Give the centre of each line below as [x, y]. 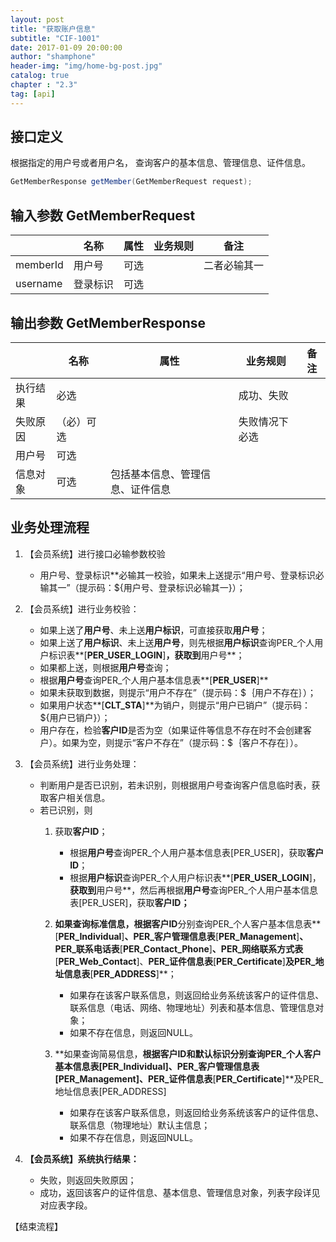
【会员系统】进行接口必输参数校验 [95, 553]
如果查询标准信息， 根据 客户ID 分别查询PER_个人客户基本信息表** [188, 923]
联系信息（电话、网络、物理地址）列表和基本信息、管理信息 [192, 1007]
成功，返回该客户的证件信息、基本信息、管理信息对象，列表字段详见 [180, 1192]
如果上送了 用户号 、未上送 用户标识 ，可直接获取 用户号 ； [153, 630]
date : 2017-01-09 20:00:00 [66, 47]
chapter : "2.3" [44, 85]
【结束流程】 [36, 1226]
